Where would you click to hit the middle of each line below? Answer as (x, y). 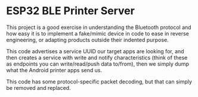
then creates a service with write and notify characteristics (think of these (97, 57)
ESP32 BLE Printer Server (71, 11)
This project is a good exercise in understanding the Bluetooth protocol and (99, 27)
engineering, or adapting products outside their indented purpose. (87, 40)
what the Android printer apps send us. (54, 70)
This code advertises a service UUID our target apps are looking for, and (95, 51)
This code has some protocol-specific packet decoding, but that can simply (99, 82)
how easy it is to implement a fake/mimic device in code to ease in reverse (98, 33)
